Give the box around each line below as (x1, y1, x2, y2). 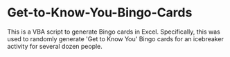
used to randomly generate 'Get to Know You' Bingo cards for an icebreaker (7, 34, 224, 43)
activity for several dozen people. (7, 42, 103, 50)
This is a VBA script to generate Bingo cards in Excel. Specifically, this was (7, 27, 220, 36)
